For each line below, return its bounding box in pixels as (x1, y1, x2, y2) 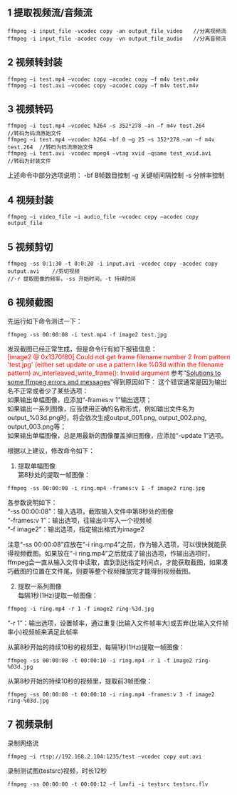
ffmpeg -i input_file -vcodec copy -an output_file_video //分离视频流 (7, 27, 226, 34)
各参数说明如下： (7, 498, 58, 506)
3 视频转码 (7, 103, 53, 116)
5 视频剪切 (7, 241, 53, 253)
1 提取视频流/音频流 (7, 6, 93, 19)
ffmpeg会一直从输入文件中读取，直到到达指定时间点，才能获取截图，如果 (7, 558, 222, 566)
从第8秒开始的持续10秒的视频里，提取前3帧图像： (7, 676, 153, 685)
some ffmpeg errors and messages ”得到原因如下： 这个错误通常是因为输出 (7, 377, 228, 386)
